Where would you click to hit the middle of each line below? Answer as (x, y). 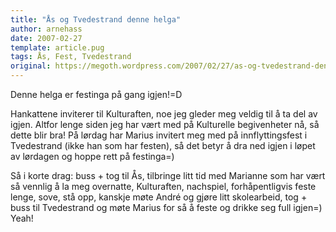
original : (31, 66)
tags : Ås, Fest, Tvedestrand (71, 57)
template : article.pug (57, 47)
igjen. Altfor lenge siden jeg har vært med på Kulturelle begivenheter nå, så (165, 124)
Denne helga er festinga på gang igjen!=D (96, 94)
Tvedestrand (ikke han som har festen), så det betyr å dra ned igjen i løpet (163, 145)
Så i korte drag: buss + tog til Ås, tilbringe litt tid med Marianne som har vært (168, 175)
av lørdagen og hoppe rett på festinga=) (92, 156)
